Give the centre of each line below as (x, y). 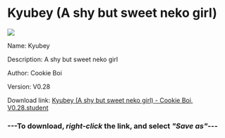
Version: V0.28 (29, 87)
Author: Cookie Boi (35, 73)
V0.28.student (28, 108)
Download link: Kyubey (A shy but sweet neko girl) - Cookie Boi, (100, 100)
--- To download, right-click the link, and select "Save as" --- (113, 126)
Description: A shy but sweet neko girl (63, 59)
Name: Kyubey (29, 45)
